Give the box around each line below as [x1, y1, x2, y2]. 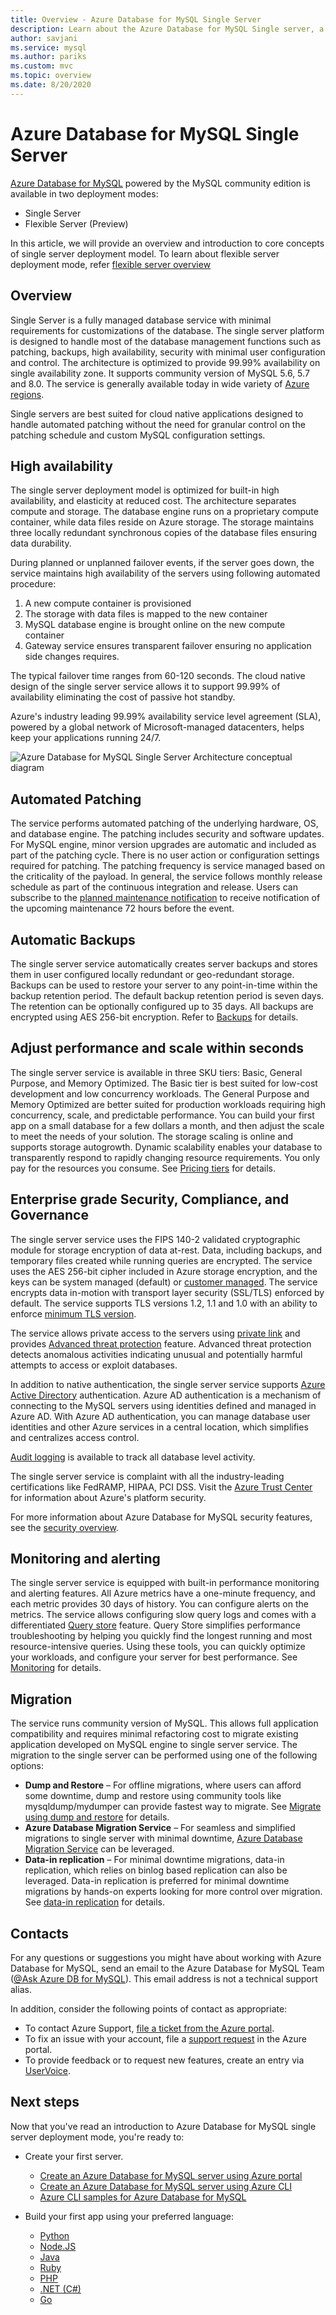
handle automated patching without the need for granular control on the [10, 418, 306, 430]
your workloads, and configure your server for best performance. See [10, 1651, 298, 1663]
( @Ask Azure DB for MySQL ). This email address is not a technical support [10, 1973, 318, 1985]
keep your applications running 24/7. [10, 732, 162, 744]
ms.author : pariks [10, 52, 87, 62]
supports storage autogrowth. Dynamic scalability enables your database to [10, 1141, 323, 1153]
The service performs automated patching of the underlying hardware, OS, [10, 817, 319, 830]
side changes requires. [24, 651, 120, 663]
